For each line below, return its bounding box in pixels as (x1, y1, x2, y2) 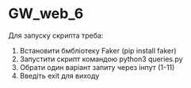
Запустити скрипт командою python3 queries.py (19, 54, 184, 64)
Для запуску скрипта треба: (8, 31, 104, 40)
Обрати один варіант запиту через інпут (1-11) (19, 62, 175, 71)
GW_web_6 (8, 5, 84, 23)
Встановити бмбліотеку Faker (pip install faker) (19, 46, 177, 55)
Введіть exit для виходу (19, 71, 100, 80)
